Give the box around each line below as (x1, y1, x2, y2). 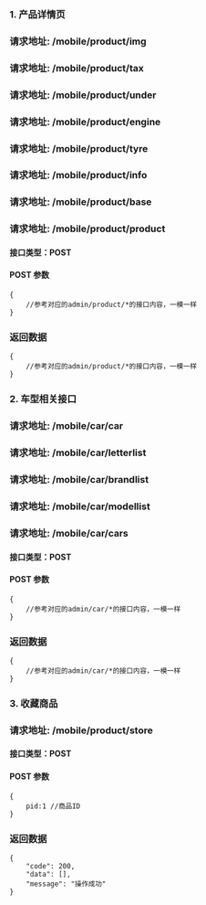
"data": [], (26, 869, 71, 878)
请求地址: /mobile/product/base (9, 196, 152, 208)
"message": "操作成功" (26, 879, 107, 889)
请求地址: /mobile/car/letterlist (9, 446, 147, 459)
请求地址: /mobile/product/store (9, 724, 153, 737)
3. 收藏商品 (9, 697, 58, 709)
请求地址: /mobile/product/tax (9, 61, 144, 74)
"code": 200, (26, 861, 76, 870)
